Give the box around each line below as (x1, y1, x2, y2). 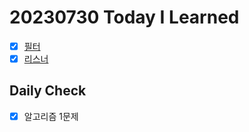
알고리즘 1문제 (23, 110, 79, 122)
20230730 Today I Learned (9, 6, 240, 29)
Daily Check (9, 82, 87, 100)
